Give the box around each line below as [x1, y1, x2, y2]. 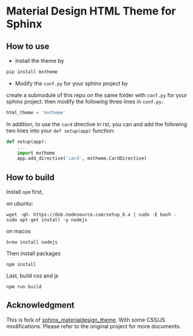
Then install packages [6, 250, 62, 257]
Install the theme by [14, 57, 65, 64]
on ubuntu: [6, 200, 33, 207]
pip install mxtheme [6, 69, 59, 75]
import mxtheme [17, 150, 55, 156]
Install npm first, [6, 189, 43, 196]
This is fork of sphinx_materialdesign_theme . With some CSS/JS [6, 316, 166, 323]
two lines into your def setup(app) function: [6, 127, 115, 134]
